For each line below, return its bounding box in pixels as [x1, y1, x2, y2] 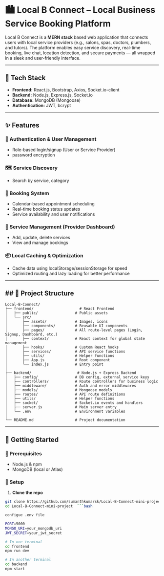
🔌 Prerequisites [5, 450, 42, 457]
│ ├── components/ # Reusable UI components [5, 324, 128, 329]
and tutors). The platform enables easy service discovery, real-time [5, 44, 141, 50]
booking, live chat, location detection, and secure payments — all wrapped [5, 50, 156, 56]
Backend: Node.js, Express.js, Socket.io [12, 92, 93, 98]
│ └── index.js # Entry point [5, 362, 104, 367]
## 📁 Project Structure [5, 289, 74, 298]
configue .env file [5, 512, 45, 518]
